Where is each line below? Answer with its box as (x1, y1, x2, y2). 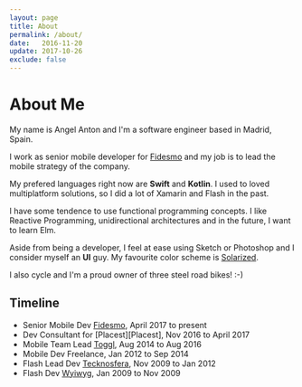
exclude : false (9, 55, 67, 64)
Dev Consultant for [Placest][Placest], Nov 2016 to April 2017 (22, 329, 250, 340)
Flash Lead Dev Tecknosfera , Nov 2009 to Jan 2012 (22, 358, 216, 369)
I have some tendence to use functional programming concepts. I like (9, 205, 268, 216)
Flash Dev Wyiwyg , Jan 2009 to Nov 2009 (22, 367, 181, 378)
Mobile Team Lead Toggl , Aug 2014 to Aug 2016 (22, 338, 202, 349)
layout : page (9, 13, 59, 23)
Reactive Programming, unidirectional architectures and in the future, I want (9, 214, 291, 226)
